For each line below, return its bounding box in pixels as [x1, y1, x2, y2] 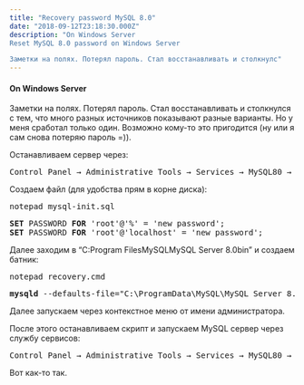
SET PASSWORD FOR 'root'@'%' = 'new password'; [9, 218, 225, 229]
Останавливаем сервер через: [9, 149, 129, 160]
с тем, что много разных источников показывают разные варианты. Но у [9, 112, 293, 123]
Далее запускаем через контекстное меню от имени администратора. [9, 305, 286, 317]
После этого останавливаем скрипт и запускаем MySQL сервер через [9, 323, 284, 334]
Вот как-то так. [9, 368, 68, 379]
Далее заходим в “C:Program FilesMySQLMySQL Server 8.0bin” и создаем [9, 245, 295, 255]
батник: [9, 255, 39, 265]
